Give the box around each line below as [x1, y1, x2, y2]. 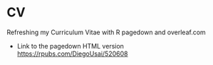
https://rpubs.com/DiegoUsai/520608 [16, 49, 128, 58]
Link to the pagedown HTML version [16, 41, 124, 50]
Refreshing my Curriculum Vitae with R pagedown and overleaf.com [6, 28, 206, 36]
